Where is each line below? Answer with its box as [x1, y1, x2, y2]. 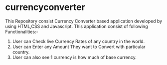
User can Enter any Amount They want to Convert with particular [12, 43, 146, 49]
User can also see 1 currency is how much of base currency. [12, 54, 137, 60]
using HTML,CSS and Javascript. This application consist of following [5, 23, 148, 29]
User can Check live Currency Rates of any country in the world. [12, 38, 145, 44]
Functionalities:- [5, 28, 38, 34]
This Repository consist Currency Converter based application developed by [5, 18, 163, 24]
